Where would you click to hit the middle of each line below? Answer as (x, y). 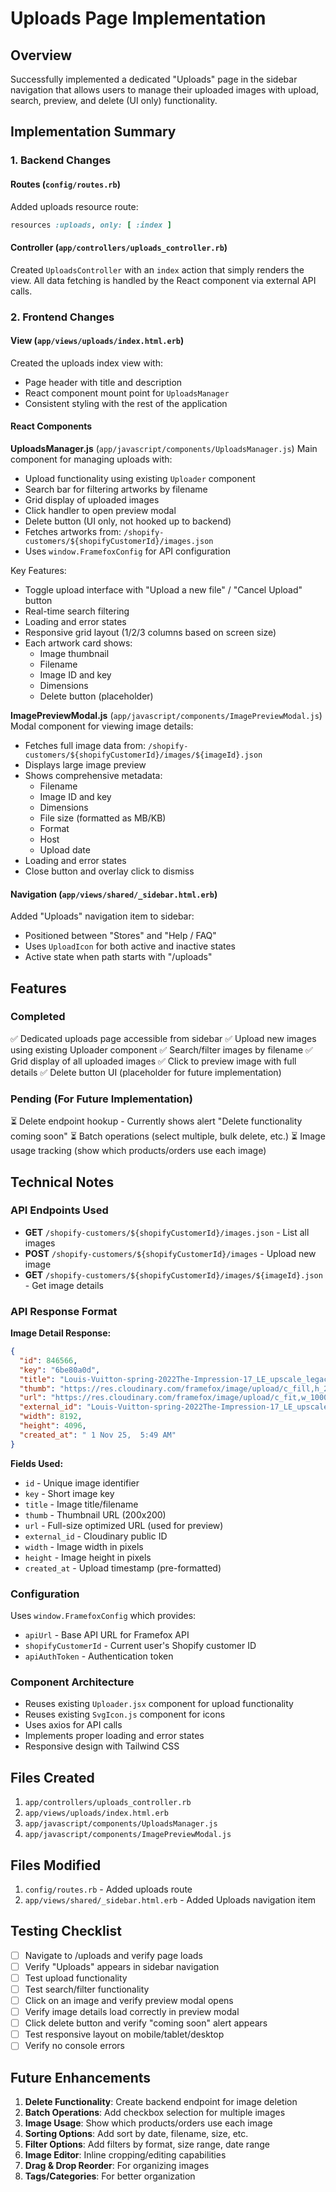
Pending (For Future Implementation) (101, 1099)
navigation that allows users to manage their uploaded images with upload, (165, 90)
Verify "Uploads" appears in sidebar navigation (122, 1966)
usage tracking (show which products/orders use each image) (138, 1151)
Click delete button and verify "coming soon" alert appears (146, 2023)
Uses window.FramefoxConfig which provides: (103, 1616)
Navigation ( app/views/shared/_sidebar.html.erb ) (114, 894)
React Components (51, 426)
